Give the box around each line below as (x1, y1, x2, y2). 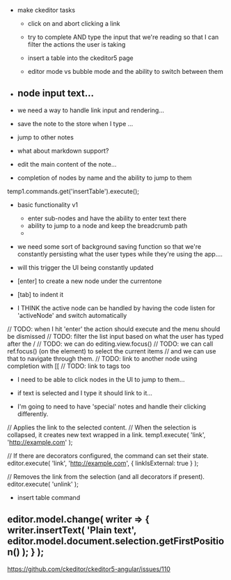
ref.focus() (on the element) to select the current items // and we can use (7, 346, 216, 355)
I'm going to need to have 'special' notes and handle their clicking (17, 402, 207, 411)
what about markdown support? (17, 146, 109, 155)
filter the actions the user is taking (27, 40, 126, 48)
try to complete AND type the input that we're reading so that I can (27, 33, 219, 41)
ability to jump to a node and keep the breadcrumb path (27, 221, 188, 229)
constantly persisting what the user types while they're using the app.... (17, 250, 223, 258)
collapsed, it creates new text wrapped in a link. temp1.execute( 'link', (7, 430, 206, 438)
